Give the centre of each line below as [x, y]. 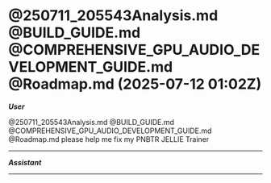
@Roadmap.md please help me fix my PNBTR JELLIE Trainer [109, 139]
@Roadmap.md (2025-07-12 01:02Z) [135, 84]
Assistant [25, 162]
